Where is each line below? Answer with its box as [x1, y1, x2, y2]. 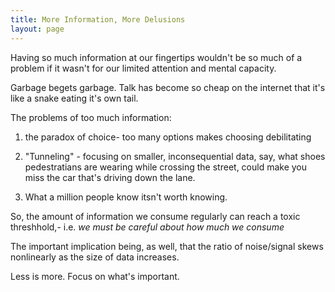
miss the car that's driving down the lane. [24, 171, 196, 183]
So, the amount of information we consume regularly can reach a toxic [10, 210, 301, 222]
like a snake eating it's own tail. [10, 92, 139, 104]
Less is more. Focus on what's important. [10, 270, 180, 282]
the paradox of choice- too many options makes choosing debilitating [24, 131, 312, 143]
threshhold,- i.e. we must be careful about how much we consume [10, 221, 285, 233]
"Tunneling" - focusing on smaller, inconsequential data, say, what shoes [24, 150, 326, 162]
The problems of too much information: [10, 111, 172, 123]
